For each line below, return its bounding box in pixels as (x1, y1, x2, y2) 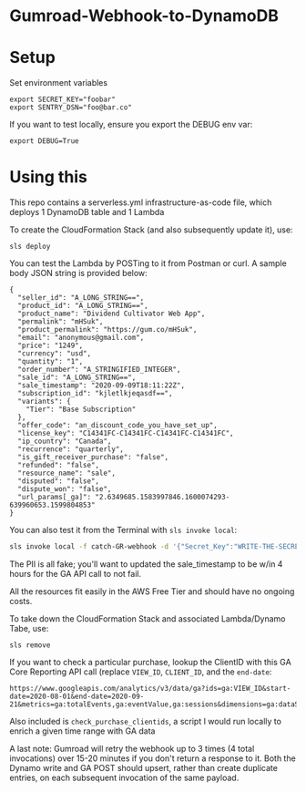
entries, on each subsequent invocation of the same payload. (9, 772, 240, 783)
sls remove (9, 640, 51, 650)
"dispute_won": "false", (17, 485, 112, 494)
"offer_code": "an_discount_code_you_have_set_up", (17, 421, 219, 430)
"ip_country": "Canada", (17, 437, 112, 447)
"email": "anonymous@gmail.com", (17, 334, 145, 343)
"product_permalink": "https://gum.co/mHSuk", (17, 325, 198, 334)
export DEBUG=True (9, 137, 79, 146)
